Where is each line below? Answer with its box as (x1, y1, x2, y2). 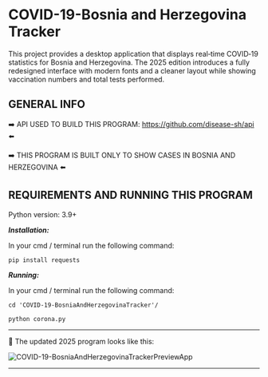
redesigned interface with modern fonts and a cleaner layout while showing (8, 65, 257, 75)
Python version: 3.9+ (8, 209, 77, 219)
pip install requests (8, 256, 81, 264)
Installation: (8, 225, 49, 235)
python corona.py (8, 315, 66, 323)
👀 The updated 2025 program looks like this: (8, 336, 155, 346)
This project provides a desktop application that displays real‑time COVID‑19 (8, 49, 259, 58)
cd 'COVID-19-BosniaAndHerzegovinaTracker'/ (8, 301, 159, 309)
